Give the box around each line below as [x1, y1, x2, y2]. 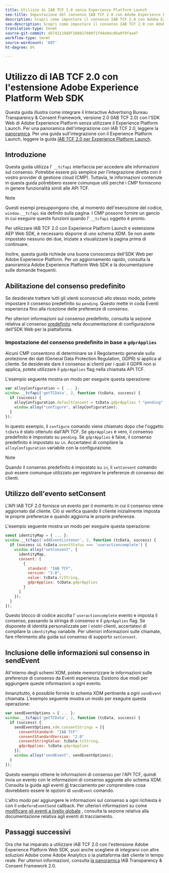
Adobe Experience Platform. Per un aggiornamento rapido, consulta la [5, 257, 151, 263]
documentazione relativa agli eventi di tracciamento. [5, 813, 114, 819]
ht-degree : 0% [5, 45, 35, 50]
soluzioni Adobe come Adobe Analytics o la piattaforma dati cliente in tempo [5, 852, 164, 858]
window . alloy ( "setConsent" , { [14, 547, 78, 552]
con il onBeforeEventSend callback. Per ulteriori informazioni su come [5, 802, 147, 808]
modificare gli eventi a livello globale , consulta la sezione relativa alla [5, 807, 149, 814]
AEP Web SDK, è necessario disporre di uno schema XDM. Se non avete [5, 230, 155, 237]
